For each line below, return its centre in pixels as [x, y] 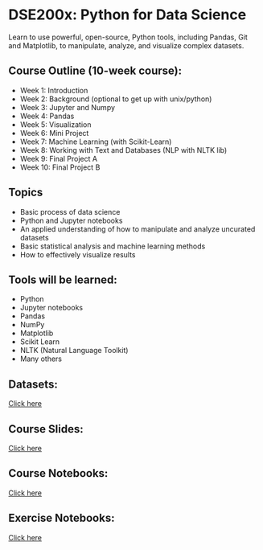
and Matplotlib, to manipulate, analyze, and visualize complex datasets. [126, 45]
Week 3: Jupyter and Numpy [67, 107]
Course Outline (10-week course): [95, 71]
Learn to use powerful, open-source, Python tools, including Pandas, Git [128, 37]
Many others [41, 359]
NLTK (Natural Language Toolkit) [74, 351]
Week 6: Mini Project [54, 133]
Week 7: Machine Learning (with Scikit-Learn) [96, 142]
